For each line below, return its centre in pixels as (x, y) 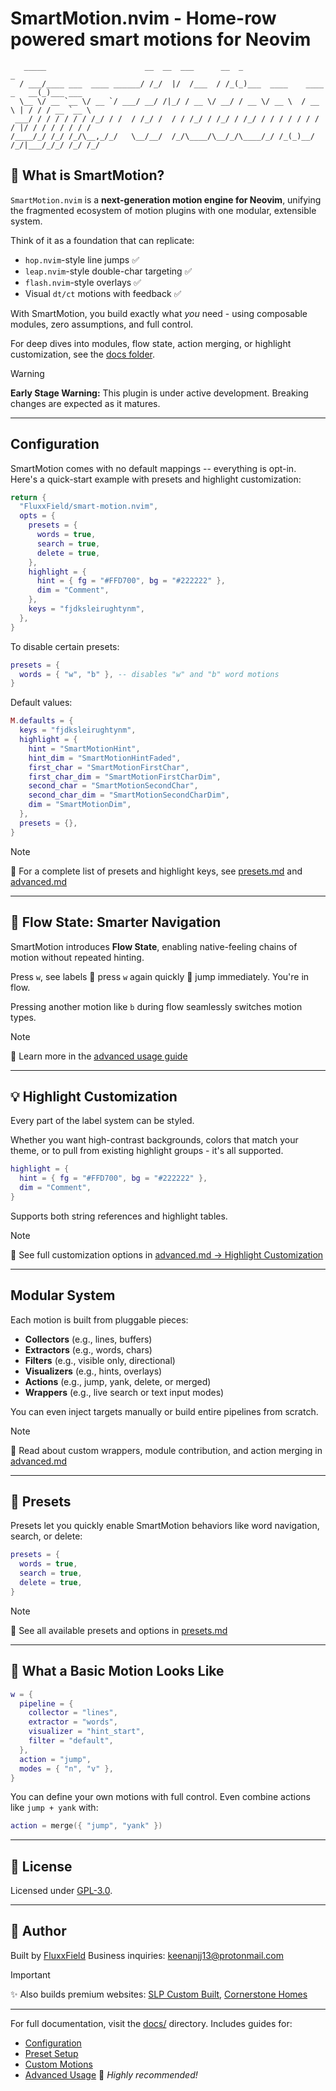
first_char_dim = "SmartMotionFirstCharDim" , (125, 777)
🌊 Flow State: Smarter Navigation (116, 922)
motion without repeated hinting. (77, 957)
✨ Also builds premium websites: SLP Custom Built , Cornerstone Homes (159, 1994)
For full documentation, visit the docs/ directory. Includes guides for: (151, 2023)
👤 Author (38, 1931)
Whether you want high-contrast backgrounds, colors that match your (154, 1140)
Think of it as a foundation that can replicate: (102, 240)
